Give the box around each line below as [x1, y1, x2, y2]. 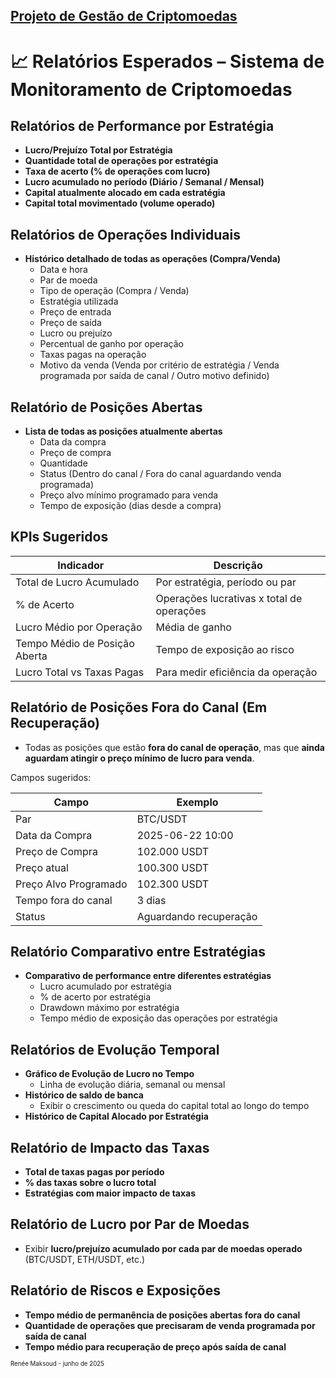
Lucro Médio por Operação [15, 620, 143, 634]
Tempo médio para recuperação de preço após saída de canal [24, 1340, 287, 1353]
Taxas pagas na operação [39, 349, 147, 361]
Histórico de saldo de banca [24, 1089, 144, 1101]
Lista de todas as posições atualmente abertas [24, 425, 223, 438]
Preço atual [15, 860, 69, 874]
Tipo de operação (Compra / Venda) [39, 285, 190, 297]
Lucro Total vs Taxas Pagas [15, 665, 145, 679]
